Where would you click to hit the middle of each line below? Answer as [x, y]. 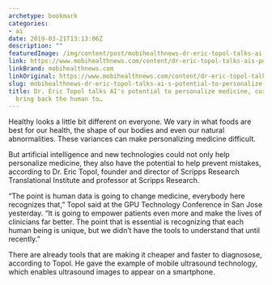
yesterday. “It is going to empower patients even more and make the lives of [135, 213]
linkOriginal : [32, 76]
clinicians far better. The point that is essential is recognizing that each [126, 222]
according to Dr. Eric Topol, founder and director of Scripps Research [124, 172]
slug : [17, 83]
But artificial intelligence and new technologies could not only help [119, 155]
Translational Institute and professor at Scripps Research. [104, 181]
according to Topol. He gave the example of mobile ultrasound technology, [133, 263]
